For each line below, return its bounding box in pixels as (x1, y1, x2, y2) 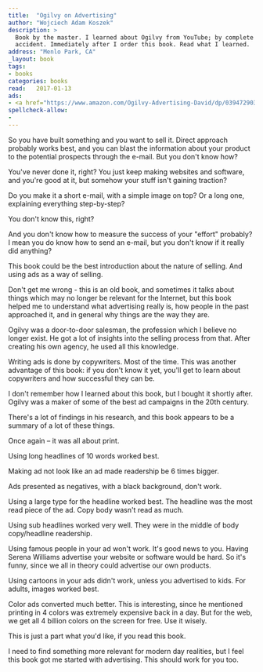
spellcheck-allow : (8, 107, 68, 115)
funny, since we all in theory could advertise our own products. (8, 561, 211, 570)
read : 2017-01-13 (8, 84, 72, 93)
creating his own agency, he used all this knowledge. (8, 341, 178, 351)
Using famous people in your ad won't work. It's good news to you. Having (8, 543, 249, 553)
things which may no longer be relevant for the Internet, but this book (8, 293, 232, 302)
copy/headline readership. (8, 528, 92, 538)
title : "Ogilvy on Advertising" (8, 11, 117, 20)
